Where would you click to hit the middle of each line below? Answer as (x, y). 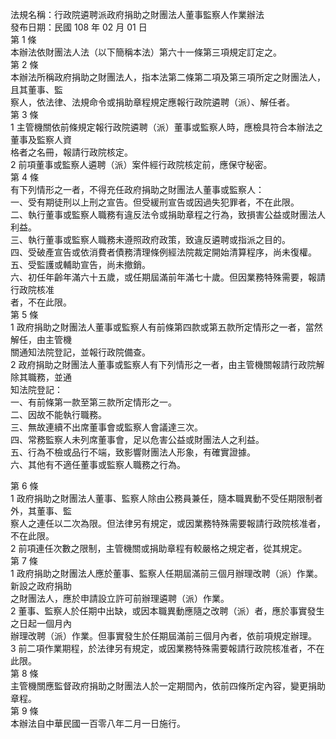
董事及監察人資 (41, 139)
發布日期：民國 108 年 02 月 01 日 (79, 27)
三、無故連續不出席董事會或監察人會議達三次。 (106, 427)
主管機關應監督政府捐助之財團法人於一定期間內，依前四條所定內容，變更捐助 (168, 686)
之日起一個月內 (41, 623)
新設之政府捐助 (41, 586)
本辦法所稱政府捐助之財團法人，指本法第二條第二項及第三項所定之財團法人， (168, 77)
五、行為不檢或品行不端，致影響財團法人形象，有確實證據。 (133, 452)
